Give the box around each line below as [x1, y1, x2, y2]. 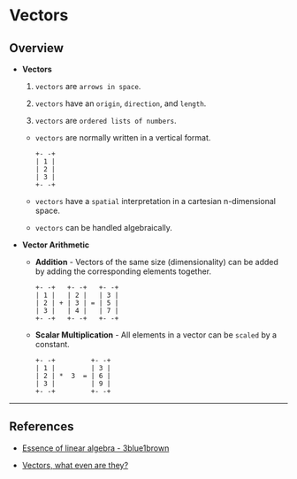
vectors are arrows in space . [34, 81, 141, 91]
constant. [34, 339, 71, 349]
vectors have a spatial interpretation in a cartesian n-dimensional [34, 196, 277, 206]
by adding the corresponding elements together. [34, 266, 212, 277]
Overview [9, 41, 65, 56]
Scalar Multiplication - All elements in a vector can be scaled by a [34, 330, 277, 340]
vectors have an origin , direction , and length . [34, 98, 207, 109]
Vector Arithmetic [21, 239, 90, 250]
